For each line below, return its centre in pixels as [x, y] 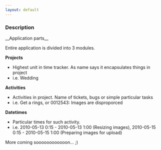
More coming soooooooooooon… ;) [42, 142]
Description [20, 27]
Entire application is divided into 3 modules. [50, 47]
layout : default [22, 10]
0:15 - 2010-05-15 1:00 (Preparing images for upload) [67, 132]
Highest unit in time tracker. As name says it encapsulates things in [81, 67]
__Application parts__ [27, 38]
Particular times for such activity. [46, 122]
